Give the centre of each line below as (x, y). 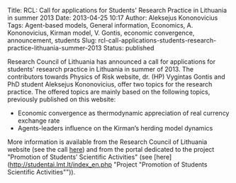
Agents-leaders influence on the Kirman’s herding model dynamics (115, 128)
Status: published (129, 48)
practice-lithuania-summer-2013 (55, 48)
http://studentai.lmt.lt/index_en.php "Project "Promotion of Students (108, 165)
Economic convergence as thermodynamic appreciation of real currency (123, 113)
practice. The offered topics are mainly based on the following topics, (109, 92)
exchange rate (39, 121)
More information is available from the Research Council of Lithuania (107, 142)
